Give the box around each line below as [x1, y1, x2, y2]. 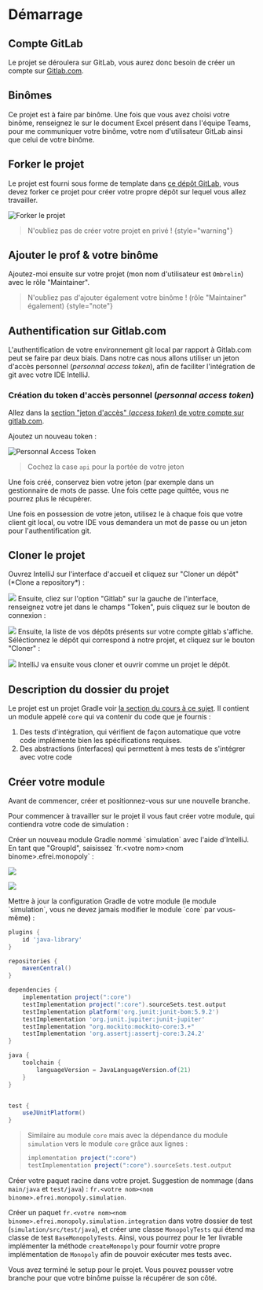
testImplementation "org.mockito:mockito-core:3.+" [22, 1022, 195, 1030]
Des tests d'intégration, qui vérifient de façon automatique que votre [19, 727, 241, 737]
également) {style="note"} [27, 301, 114, 311]
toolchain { [22, 1059, 61, 1067]
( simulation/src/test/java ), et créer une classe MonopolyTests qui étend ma [8, 1224, 255, 1233]
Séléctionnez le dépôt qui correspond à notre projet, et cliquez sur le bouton [8, 635, 255, 645]
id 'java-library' [22, 935, 82, 944]
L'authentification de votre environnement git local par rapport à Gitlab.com [8, 345, 252, 355]
